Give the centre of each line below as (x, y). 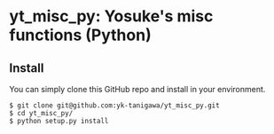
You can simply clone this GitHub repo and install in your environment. (137, 89)
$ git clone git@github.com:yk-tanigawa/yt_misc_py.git (114, 106)
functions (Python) (81, 35)
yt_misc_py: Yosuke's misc (111, 16)
